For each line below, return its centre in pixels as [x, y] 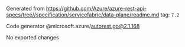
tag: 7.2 [170, 15]
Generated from [26, 9]
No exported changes [33, 37]
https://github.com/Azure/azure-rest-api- [96, 9]
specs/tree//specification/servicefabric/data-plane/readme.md [83, 15]
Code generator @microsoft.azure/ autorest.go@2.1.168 [73, 26]
